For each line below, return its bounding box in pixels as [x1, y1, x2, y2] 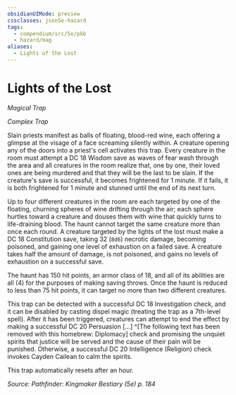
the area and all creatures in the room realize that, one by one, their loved [7, 160, 221, 170]
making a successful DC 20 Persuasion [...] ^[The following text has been [7, 322, 221, 331]
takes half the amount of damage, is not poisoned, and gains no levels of [7, 249, 218, 258]
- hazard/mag [13, 37, 52, 44]
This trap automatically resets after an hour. [7, 365, 134, 375]
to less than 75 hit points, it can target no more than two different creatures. [7, 285, 227, 294]
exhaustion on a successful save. [7, 257, 104, 266]
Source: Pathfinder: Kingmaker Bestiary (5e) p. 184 [7, 379, 156, 388]
